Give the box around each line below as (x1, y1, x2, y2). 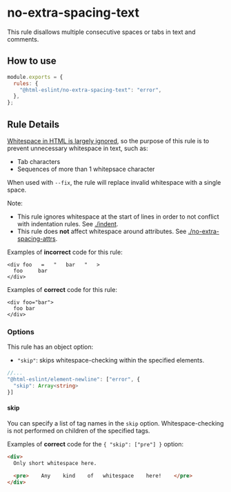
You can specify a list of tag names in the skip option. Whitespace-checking (7, 419, 224, 427)
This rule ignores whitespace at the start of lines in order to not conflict (17, 212, 219, 221)
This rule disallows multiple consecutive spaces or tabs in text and (7, 28, 196, 36)
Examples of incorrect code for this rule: (7, 248, 123, 256)
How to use (7, 55, 57, 67)
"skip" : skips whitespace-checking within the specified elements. (17, 356, 205, 365)
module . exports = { (7, 73, 63, 80)
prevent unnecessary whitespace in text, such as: (7, 144, 148, 152)
